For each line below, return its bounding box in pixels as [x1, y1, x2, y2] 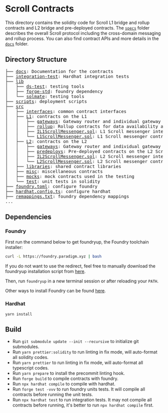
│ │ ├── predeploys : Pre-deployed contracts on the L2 [5, 148, 153, 154]
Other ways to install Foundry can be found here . [5, 288, 106, 294]
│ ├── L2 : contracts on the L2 [5, 138, 87, 144]
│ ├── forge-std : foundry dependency [5, 88, 103, 94]
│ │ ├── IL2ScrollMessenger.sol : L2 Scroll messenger [5, 153, 150, 159]
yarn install [5, 311, 32, 316]
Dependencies [5, 213, 51, 221]
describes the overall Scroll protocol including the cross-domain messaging [5, 30, 161, 36]
